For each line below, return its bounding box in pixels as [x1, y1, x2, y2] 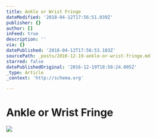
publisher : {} [6, 20, 42, 26]
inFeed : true [6, 31, 39, 37]
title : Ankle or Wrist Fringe [6, 8, 82, 15]
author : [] [6, 25, 33, 32]
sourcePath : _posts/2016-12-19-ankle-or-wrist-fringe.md [6, 53, 151, 59]
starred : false [6, 58, 44, 64]
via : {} [6, 42, 26, 48]
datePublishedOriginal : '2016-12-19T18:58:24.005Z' [6, 64, 137, 70]
